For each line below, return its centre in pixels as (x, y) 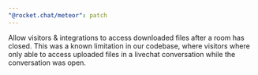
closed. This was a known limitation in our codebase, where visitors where (129, 46)
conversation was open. (47, 62)
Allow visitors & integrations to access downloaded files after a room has (126, 37)
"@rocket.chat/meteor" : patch (58, 15)
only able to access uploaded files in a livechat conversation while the (122, 54)
